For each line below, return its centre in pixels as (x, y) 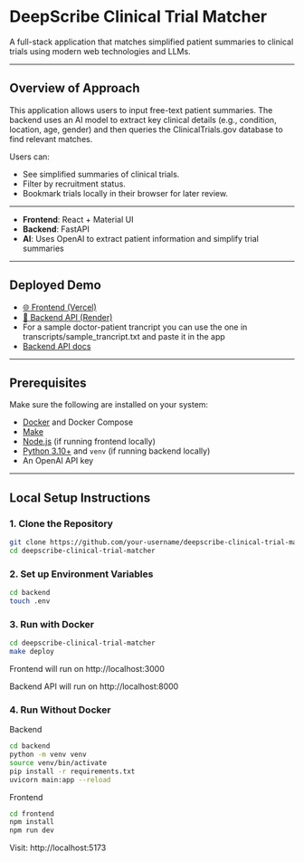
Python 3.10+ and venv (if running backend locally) (116, 451)
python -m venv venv (48, 755)
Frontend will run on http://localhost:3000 (87, 668)
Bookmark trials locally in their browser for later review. (125, 193)
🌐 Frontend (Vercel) (59, 307)
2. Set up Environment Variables (81, 574)
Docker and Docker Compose (78, 422)
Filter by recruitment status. (74, 184)
